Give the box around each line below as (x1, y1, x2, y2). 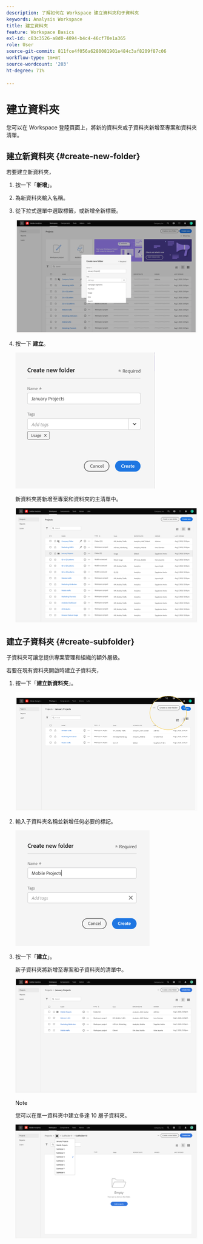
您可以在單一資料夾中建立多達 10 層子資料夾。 (15, 1112, 130, 1119)
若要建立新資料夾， (6, 168, 55, 176)
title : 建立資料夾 (6, 22, 48, 29)
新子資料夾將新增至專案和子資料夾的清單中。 (15, 966, 127, 973)
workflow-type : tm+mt (6, 55, 61, 61)
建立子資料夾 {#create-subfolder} (6, 636, 135, 647)
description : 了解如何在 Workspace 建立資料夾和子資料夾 (6, 10, 139, 16)
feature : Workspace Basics (6, 29, 75, 35)
